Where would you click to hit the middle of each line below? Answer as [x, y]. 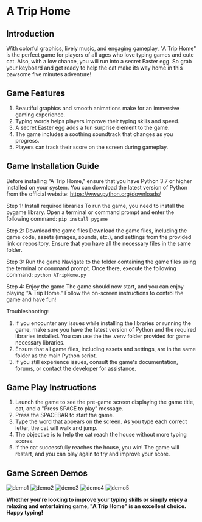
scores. [25, 441]
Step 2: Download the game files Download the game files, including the [97, 231]
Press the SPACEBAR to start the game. [64, 415]
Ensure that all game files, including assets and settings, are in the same [106, 349]
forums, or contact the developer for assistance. [76, 368]
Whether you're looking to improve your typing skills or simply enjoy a [97, 500]
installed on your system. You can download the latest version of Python [97, 187]
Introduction [30, 34]
